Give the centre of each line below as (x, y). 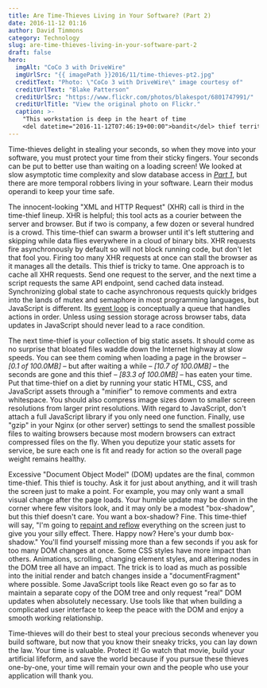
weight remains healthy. (47, 459)
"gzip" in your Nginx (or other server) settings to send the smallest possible (132, 425)
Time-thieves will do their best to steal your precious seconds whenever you (133, 633)
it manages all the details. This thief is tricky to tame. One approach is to (126, 266)
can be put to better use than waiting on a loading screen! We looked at (125, 166)
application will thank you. (51, 675)
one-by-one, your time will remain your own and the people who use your (128, 667)
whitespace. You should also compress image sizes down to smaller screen (132, 399)
